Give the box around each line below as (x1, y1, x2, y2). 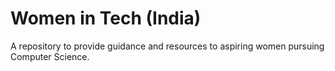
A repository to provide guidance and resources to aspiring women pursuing (10, 40, 325, 52)
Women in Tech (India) (10, 7, 202, 30)
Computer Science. (10, 50, 90, 62)
